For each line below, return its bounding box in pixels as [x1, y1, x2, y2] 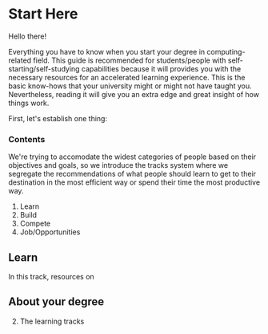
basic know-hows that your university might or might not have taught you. [8, 81, 252, 91]
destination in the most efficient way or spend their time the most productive [8, 177, 261, 187]
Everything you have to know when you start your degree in [8, 47, 206, 56]
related [8, 55, 32, 65]
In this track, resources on [8, 272, 94, 282]
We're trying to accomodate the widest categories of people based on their [8, 152, 257, 161]
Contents [8, 133, 46, 145]
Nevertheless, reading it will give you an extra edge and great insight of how [8, 89, 260, 99]
